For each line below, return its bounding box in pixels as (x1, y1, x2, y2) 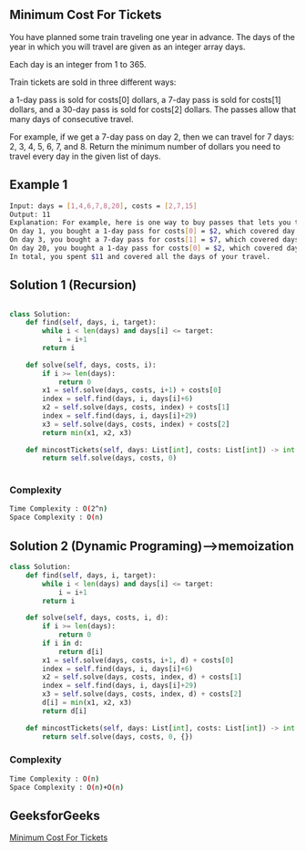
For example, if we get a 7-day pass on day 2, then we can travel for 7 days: (9, 131, 294, 142)
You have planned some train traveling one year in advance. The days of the (9, 31, 296, 42)
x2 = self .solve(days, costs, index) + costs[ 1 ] (42, 403, 230, 412)
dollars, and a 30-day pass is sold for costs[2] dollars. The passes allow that (9, 104, 296, 115)
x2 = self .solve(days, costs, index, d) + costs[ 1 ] (42, 672, 243, 682)
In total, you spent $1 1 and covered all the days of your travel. (9, 252, 271, 261)
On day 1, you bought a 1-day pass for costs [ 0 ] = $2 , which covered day (9, 227, 296, 236)
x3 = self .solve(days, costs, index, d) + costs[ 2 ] (42, 690, 243, 699)
